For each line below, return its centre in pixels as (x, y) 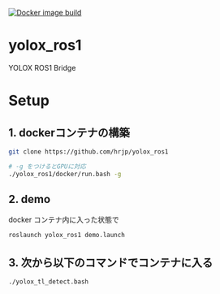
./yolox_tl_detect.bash (49, 282)
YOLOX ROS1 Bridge (42, 67)
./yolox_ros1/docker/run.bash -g (65, 174)
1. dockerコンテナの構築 (69, 133)
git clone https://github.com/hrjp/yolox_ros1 (88, 151)
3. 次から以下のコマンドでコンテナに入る (111, 263)
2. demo (30, 199)
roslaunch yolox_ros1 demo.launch (67, 236)
